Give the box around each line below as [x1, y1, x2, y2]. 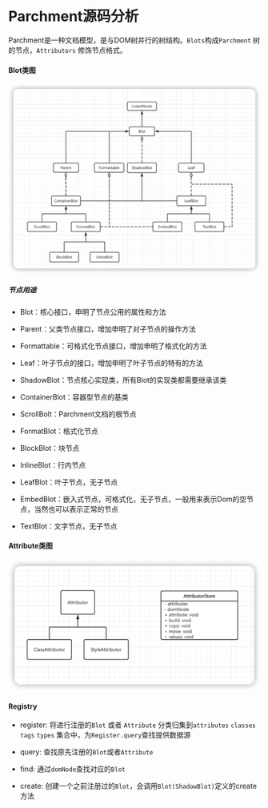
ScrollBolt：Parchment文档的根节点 [19, 409, 138, 419]
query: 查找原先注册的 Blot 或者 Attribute [19, 747, 154, 757]
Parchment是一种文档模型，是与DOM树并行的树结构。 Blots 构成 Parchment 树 [8, 35, 261, 45]
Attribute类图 [8, 541, 54, 551]
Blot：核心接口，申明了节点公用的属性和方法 [19, 307, 166, 316]
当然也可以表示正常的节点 [34, 504, 118, 513]
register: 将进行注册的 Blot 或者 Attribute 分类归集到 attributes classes [19, 720, 256, 730]
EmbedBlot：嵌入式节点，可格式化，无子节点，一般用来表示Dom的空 [19, 494, 247, 504]
